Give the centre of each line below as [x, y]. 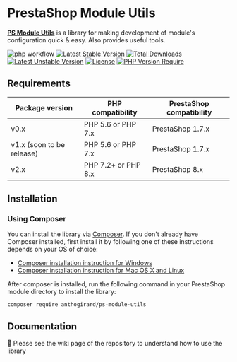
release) [25, 153]
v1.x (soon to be [38, 144]
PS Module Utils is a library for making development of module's [101, 33]
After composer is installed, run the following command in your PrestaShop [116, 284]
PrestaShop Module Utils [81, 13]
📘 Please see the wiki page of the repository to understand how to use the [115, 344]
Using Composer [37, 219]
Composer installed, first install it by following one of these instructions [110, 242]
